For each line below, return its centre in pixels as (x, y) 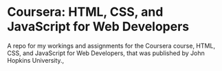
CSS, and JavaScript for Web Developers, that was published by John (106, 53)
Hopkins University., (36, 60)
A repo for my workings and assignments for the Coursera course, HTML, (111, 45)
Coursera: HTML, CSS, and (85, 12)
